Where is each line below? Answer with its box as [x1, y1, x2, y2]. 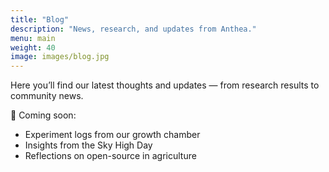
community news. [10, 90, 84, 102]
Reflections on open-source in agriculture [24, 150, 197, 162]
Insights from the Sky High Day [24, 139, 153, 151]
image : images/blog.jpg [10, 52, 110, 62]
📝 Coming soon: [10, 109, 77, 121]
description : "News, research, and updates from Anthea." [10, 24, 257, 34]
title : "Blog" [10, 14, 70, 25]
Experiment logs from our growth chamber [24, 129, 201, 141]
